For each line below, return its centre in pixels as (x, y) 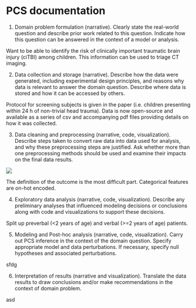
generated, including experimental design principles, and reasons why (99, 81)
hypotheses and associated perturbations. (66, 253)
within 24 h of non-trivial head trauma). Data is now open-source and (90, 111)
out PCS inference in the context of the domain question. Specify (93, 241)
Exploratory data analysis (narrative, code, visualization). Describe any (100, 199)
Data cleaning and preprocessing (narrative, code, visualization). (92, 134)
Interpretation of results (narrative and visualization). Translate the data (100, 276)
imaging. (17, 63)
